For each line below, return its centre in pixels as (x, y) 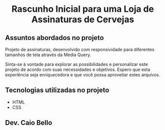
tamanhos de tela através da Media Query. (48, 55)
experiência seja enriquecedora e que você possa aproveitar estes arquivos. (83, 75)
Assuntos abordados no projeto (55, 38)
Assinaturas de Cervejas (83, 19)
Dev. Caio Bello (29, 123)
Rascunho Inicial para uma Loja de (83, 9)
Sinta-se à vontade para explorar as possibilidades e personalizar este (77, 64)
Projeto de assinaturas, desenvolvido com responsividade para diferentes (80, 49)
